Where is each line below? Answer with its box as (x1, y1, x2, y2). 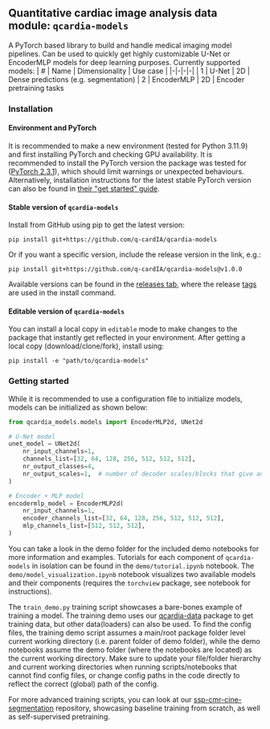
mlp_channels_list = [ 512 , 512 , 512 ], (22, 522, 146, 530)
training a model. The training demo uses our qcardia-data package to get (8, 611, 254, 620)
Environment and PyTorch (8, 123, 97, 133)
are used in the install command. (8, 288, 117, 298)
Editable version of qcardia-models (8, 306, 125, 316)
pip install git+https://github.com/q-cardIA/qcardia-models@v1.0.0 (8, 266, 243, 274)
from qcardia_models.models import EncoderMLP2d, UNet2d (8, 418, 203, 426)
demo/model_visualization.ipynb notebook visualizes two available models (8, 569, 256, 579)
